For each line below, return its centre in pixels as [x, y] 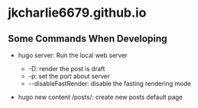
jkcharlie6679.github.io [77, 13]
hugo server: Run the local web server [73, 55]
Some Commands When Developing [88, 39]
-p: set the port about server [69, 76]
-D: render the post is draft [67, 69]
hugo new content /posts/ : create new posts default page [100, 97]
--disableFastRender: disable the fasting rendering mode [110, 84]
